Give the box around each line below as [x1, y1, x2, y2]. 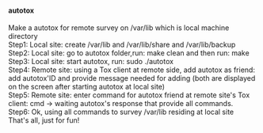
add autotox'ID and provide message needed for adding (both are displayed [8, 74, 256, 83]
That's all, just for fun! [8, 116, 80, 125]
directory [8, 32, 38, 41]
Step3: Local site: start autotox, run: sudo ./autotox [8, 57, 174, 66]
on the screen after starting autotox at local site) [8, 82, 165, 92]
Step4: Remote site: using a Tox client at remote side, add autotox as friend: [8, 65, 256, 74]
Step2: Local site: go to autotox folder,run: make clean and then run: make [8, 48, 250, 58]
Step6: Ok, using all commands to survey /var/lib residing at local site [8, 107, 234, 117]
